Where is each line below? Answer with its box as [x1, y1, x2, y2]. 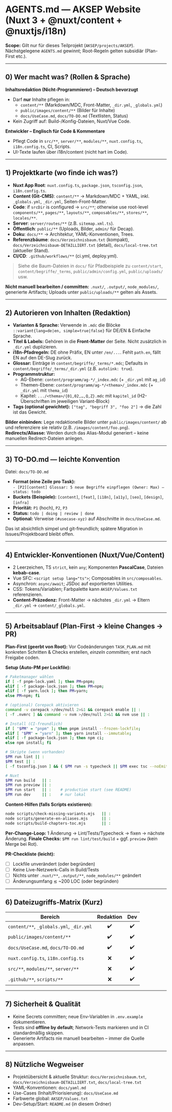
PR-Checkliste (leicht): [5, 851, 55, 857]
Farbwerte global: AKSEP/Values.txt [12, 1096, 88, 1102]
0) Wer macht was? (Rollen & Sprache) [5, 73, 131, 81]
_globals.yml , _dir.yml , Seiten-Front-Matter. [12, 198, 107, 204]
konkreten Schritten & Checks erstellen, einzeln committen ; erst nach [5, 649, 152, 655]
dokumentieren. [12, 1019, 47, 1025]
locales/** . [12, 215, 37, 221]
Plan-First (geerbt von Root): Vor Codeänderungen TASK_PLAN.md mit [5, 644, 151, 650]
